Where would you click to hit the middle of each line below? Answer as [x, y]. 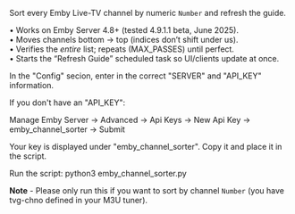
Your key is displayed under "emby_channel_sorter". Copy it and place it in [146, 147]
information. [32, 85]
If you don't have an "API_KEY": [67, 103]
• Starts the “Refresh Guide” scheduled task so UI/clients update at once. [144, 58]
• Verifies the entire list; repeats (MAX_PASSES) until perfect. [122, 49]
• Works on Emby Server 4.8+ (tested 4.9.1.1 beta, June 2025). [124, 30]
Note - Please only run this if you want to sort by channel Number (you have [147, 190]
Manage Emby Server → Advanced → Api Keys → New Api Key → [130, 120]
